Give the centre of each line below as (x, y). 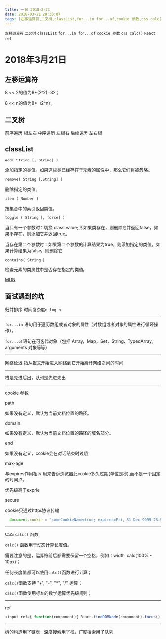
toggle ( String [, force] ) (35, 218)
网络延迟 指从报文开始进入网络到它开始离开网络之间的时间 (64, 363)
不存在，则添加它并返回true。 (40, 234)
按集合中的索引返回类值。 (31, 208)
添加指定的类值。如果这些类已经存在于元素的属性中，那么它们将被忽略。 (79, 170)
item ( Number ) (22, 199)
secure (12, 500)
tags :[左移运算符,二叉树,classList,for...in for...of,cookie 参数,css (77, 19)
